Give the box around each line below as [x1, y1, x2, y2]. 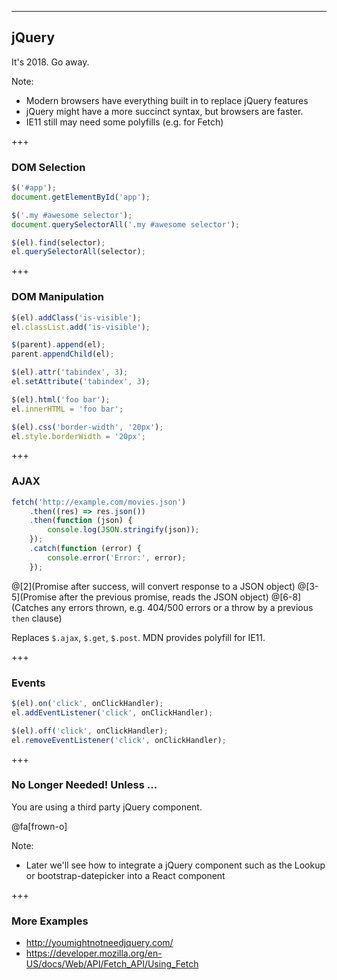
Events [11, 676, 46, 690]
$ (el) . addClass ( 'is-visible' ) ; [11, 312, 142, 323]
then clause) [11, 612, 63, 624]
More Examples [11, 914, 89, 928]
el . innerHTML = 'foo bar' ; [11, 404, 124, 414]
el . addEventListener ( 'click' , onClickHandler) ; [11, 707, 214, 718]
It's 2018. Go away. [11, 56, 90, 68]
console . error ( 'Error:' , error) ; [47, 552, 187, 563]
